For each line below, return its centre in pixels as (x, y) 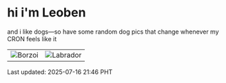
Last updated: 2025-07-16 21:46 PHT (60, 72)
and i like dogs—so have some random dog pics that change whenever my (113, 32)
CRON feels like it (32, 38)
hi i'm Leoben (47, 13)
